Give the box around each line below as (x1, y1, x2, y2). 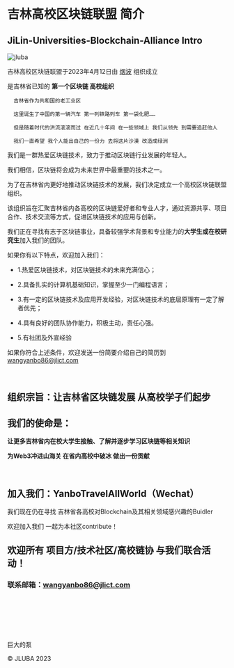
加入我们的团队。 (19, 236, 68, 244)
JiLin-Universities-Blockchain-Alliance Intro (7, 34, 203, 46)
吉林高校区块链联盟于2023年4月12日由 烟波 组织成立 (7, 67, 158, 75)
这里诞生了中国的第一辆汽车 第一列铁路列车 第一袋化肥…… (13, 111, 156, 118)
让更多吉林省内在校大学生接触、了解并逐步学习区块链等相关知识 (7, 437, 190, 445)
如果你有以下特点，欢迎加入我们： (7, 251, 105, 259)
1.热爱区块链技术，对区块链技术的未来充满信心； (17, 266, 157, 273)
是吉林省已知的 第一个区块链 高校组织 (7, 82, 115, 90)
